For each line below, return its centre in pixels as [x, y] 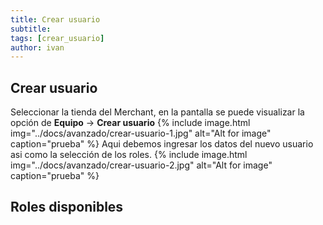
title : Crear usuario [55, 19]
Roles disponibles [67, 207]
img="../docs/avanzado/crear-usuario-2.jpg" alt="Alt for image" [141, 165]
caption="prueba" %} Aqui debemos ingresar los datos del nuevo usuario [162, 144]
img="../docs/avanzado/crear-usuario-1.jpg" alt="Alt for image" [141, 133]
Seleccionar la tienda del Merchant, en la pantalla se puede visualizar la [157, 112]
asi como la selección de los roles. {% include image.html [129, 155]
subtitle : [31, 29]
